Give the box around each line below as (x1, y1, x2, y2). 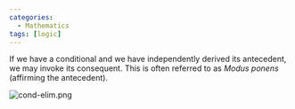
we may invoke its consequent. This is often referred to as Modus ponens (9, 63, 279, 74)
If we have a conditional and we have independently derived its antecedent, (9, 54, 287, 65)
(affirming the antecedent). (9, 73, 109, 83)
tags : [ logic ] (9, 29, 62, 38)
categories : (9, 12, 53, 22)
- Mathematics (17, 21, 70, 30)
